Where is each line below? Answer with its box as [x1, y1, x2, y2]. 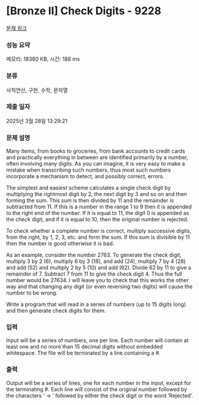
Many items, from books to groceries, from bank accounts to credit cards [6, 147, 185, 155]
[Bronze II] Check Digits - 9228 [6, 4, 162, 18]
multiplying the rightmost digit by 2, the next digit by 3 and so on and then [6, 191, 187, 198]
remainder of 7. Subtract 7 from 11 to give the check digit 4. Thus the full [6, 270, 182, 277]
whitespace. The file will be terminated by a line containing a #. [6, 349, 161, 357]
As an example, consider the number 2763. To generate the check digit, [6, 251, 182, 259]
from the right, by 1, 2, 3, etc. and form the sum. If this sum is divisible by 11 [6, 233, 190, 241]
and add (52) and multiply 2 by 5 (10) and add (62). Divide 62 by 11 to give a [6, 264, 191, 271]
